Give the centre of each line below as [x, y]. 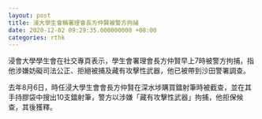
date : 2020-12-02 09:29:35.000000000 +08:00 [82, 30]
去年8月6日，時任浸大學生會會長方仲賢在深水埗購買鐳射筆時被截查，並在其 [130, 87]
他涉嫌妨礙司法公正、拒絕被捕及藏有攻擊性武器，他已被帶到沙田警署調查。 [129, 71]
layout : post [30, 15]
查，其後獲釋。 [32, 107]
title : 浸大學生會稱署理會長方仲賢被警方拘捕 [74, 23]
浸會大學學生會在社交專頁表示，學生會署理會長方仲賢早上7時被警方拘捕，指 [131, 61]
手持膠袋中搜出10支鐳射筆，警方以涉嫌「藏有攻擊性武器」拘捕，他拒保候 [126, 97]
